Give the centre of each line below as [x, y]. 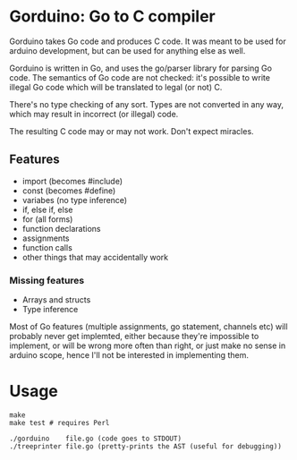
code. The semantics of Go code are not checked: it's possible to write [140, 77]
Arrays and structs [56, 300]
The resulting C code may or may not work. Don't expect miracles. [132, 131]
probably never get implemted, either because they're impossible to [134, 336]
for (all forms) [47, 219]
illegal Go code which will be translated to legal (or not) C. [116, 87]
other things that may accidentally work [95, 257]
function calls [47, 247]
